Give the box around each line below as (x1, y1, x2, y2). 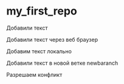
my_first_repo (6, 4, 77, 18)
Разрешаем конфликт (6, 71, 63, 78)
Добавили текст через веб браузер (6, 36, 98, 43)
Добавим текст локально (6, 47, 72, 55)
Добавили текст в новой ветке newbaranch (6, 59, 119, 66)
